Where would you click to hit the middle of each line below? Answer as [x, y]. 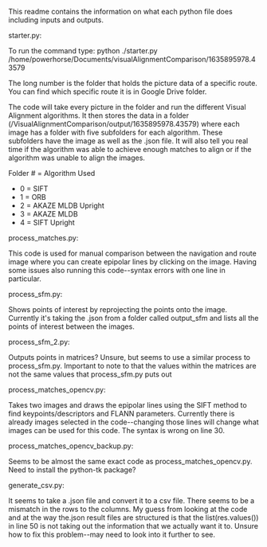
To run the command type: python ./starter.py [83, 51]
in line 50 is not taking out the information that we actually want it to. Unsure [133, 526]
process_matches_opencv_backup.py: [71, 446]
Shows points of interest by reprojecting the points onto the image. [118, 309]
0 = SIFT [34, 189]
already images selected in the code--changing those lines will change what [133, 422]
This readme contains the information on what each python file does [120, 12]
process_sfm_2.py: [39, 342]
